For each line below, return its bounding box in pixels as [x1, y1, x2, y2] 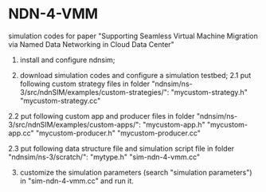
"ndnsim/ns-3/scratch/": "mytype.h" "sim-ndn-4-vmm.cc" [8, 152, 201, 162]
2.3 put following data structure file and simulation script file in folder [8, 143, 235, 153]
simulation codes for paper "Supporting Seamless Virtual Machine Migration [8, 31, 259, 41]
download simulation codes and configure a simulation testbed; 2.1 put [19, 70, 252, 80]
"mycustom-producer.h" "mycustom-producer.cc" [35, 128, 201, 138]
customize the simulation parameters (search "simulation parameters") [19, 167, 252, 177]
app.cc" [8, 128, 34, 138]
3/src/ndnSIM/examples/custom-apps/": [8, 120, 142, 129]
